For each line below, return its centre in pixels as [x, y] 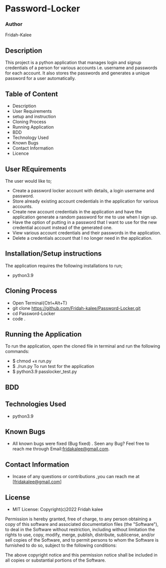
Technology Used [30, 138]
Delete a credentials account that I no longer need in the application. [82, 238]
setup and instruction [34, 117]
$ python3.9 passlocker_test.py [44, 372]
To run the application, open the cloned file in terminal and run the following [83, 346]
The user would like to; [29, 181]
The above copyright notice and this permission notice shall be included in [81, 555]
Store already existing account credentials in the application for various [85, 201]
